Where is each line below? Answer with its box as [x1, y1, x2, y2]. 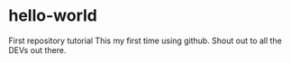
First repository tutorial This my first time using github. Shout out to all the [8, 35, 283, 46]
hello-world [8, 5, 98, 26]
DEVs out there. [8, 44, 67, 55]
